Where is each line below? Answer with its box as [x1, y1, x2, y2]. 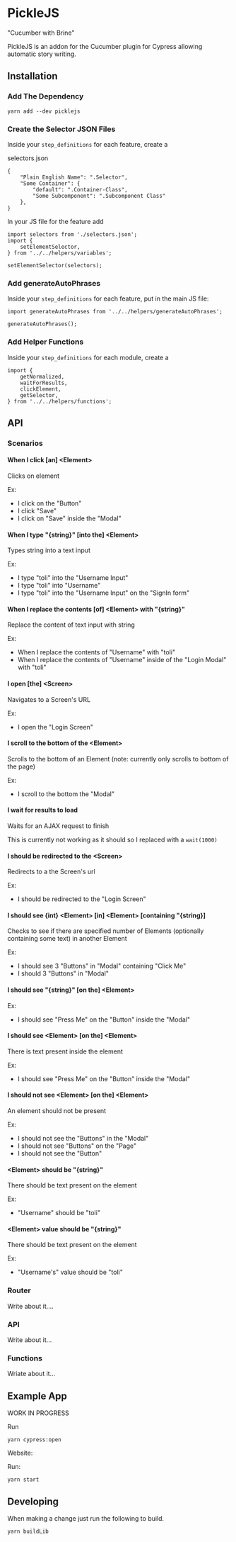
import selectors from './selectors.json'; [7, 230, 138, 238]
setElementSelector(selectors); [7, 262, 102, 269]
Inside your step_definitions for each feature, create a [7, 140, 168, 148]
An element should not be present [7, 1107, 107, 1115]
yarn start [7, 1476, 40, 1483]
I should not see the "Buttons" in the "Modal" [17, 1134, 149, 1143]
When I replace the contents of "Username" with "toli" [17, 648, 175, 657]
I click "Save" [17, 507, 57, 515]
